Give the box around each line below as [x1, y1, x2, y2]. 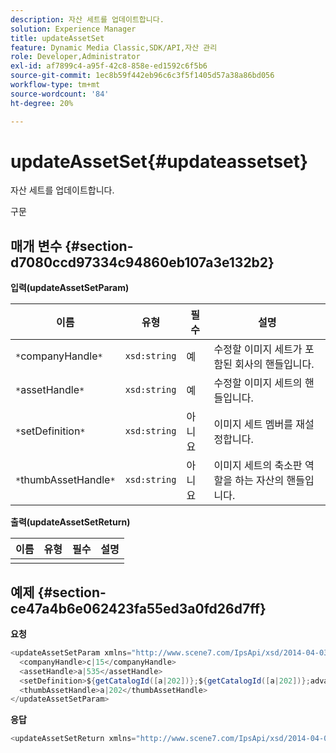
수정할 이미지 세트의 [213, 376, 303, 390]
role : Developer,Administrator [10, 52, 141, 62]
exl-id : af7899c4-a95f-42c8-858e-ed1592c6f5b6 [10, 61, 208, 71]
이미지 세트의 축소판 [213, 459, 303, 473]
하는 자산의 [234, 474, 285, 488]
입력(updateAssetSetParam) [10, 282, 130, 294]
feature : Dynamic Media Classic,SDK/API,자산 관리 [10, 42, 218, 53]
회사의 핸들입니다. [234, 357, 315, 371]
